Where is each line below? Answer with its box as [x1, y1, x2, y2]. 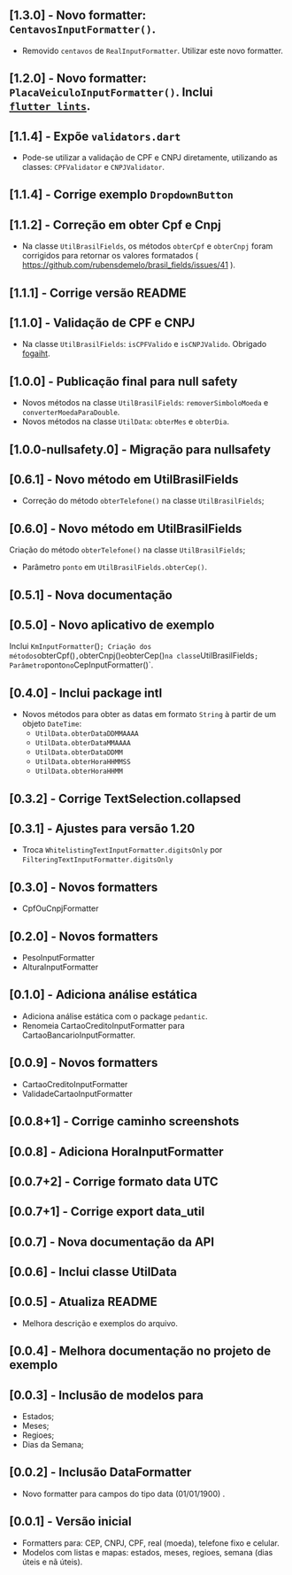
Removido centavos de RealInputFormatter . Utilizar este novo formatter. [21, 45, 283, 56]
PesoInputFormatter [21, 953, 96, 963]
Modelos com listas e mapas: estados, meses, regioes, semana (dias [21, 1547, 273, 1557]
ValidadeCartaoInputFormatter [21, 1088, 133, 1099]
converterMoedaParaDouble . [21, 407, 120, 418]
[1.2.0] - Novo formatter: [9, 71, 147, 86]
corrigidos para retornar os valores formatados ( [21, 251, 199, 261]
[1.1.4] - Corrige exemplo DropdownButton [9, 187, 234, 203]
